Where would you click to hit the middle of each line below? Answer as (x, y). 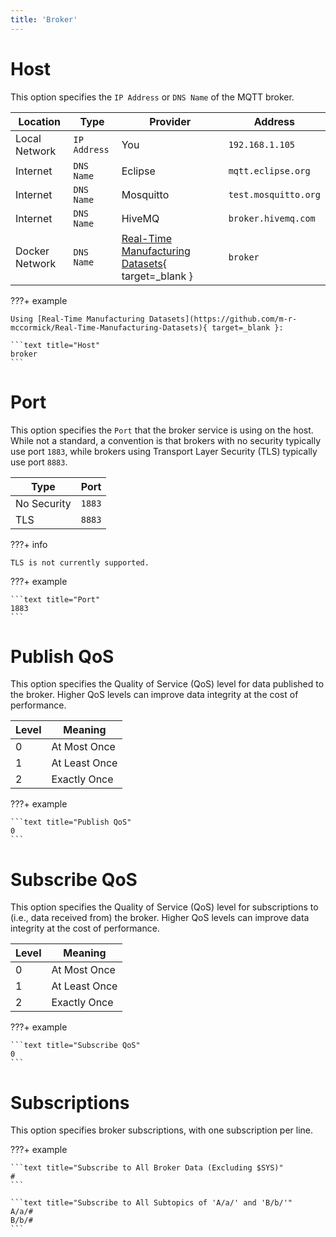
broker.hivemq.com (272, 218)
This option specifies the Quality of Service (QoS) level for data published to (167, 684)
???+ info (29, 544)
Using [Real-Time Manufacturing (77, 319)
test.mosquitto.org (274, 194)
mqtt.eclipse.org (269, 170)
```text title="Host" (55, 345)
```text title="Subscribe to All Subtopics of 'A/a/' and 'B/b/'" (151, 1203)
